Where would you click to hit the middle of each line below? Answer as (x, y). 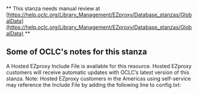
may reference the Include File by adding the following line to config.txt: (94, 85)
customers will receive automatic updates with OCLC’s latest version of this (98, 72)
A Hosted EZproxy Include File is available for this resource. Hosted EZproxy (99, 66)
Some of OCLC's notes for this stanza (77, 52)
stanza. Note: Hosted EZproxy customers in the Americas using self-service (98, 78)
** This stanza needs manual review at (53, 9)
